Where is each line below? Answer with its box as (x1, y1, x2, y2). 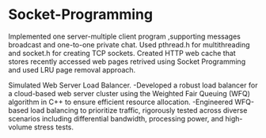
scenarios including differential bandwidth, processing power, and (8, 114, 224, 123)
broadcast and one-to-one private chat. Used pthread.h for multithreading (8, 39, 250, 49)
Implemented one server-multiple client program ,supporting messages (8, 32, 241, 41)
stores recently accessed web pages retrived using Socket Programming (8, 57, 246, 66)
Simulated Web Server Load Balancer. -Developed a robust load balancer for (8, 80, 258, 90)
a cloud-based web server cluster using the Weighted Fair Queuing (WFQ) (8, 88, 251, 98)
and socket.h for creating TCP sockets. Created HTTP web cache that (8, 48, 236, 58)
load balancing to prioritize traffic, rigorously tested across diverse (30, 105, 248, 115)
